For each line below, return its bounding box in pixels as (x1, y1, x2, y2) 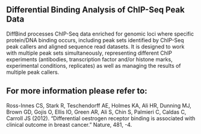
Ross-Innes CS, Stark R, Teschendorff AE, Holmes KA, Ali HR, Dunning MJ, (6, 102, 191, 109)
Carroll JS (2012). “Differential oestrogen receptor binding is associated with (6, 114, 196, 122)
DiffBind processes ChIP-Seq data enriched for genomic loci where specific (6, 30, 194, 37)
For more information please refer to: (6, 86, 147, 96)
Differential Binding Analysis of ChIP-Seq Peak (6, 5, 185, 15)
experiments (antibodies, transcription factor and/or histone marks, (6, 55, 173, 62)
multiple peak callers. (6, 69, 60, 76)
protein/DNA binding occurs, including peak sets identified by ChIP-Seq (6, 36, 185, 44)
